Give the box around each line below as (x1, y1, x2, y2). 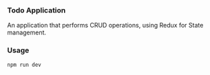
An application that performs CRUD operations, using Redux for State (7, 21, 204, 30)
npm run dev (7, 61, 41, 68)
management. (7, 28, 47, 36)
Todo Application (7, 6, 66, 15)
